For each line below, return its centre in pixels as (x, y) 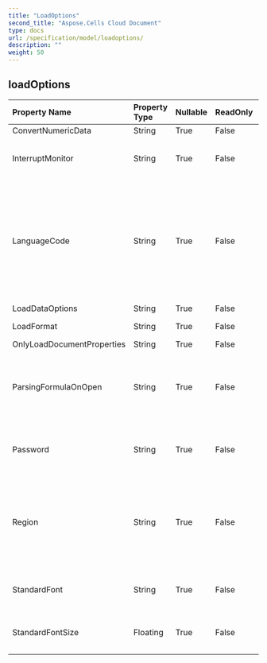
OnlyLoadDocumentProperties (69, 344)
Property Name (42, 112)
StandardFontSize (46, 632)
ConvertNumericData (52, 130)
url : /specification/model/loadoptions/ (76, 38)
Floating (149, 632)
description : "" (35, 45)
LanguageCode (41, 241)
